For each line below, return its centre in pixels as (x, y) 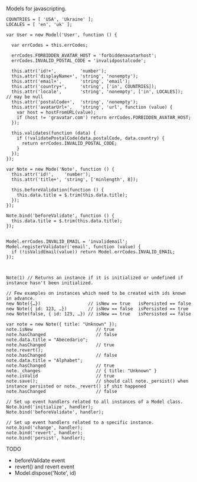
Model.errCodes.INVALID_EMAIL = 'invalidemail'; (67, 242)
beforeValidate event (40, 460)
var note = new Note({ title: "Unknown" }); (62, 324)
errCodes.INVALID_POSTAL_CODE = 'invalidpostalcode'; (79, 61)
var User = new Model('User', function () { (62, 35)
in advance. (21, 298)
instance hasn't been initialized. (50, 283)
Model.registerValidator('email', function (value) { (74, 247)
